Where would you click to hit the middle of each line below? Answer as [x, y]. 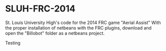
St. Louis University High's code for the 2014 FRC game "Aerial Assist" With [83, 22]
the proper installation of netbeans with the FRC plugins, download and [78, 27]
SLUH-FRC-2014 [40, 9]
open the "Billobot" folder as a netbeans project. [55, 33]
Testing [13, 42]
